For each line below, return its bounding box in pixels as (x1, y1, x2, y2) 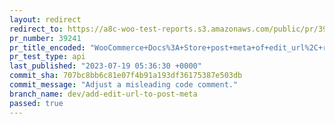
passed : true (9, 98, 64, 108)
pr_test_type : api (9, 52, 86, 62)
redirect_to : (9, 24, 64, 34)
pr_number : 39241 (9, 33, 82, 43)
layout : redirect (9, 14, 82, 25)
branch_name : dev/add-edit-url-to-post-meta (9, 89, 198, 99)
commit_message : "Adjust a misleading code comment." (9, 80, 239, 90)
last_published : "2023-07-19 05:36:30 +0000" (9, 61, 202, 71)
